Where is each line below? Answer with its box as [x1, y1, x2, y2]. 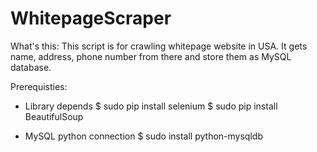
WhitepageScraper [10, 7, 172, 30]
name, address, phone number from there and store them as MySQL [10, 50, 292, 62]
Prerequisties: [10, 80, 68, 92]
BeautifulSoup [24, 110, 84, 122]
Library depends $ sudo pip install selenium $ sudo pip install [24, 100, 278, 112]
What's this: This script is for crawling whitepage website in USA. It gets [10, 40, 308, 52]
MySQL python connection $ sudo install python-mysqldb [24, 130, 263, 142]
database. [10, 61, 52, 73]
